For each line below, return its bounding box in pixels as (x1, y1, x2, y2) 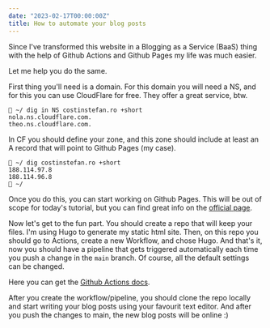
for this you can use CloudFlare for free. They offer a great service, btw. (8, 90, 248, 100)
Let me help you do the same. (8, 66, 108, 75)
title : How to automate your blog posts (8, 19, 147, 28)
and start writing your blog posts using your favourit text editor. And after (8, 301, 252, 311)
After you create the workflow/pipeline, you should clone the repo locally (8, 292, 251, 302)
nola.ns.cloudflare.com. (8, 113, 92, 121)
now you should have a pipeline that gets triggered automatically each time (8, 244, 259, 253)
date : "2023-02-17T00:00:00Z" (8, 11, 111, 20)
